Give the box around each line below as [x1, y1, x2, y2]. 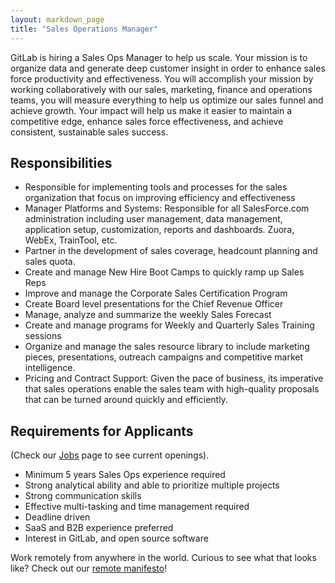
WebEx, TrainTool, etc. [24, 234, 118, 246]
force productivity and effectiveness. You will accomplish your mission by [10, 72, 314, 85]
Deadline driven [24, 511, 91, 523]
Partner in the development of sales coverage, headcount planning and [24, 245, 318, 257]
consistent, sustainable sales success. [10, 126, 169, 138]
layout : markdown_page [10, 14, 105, 25]
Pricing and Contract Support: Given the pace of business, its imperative [24, 372, 324, 385]
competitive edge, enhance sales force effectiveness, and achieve [10, 115, 284, 127]
